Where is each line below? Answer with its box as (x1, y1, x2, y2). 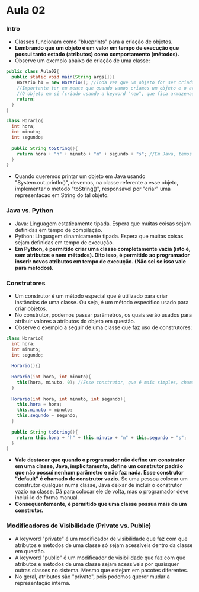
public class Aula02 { (6, 69, 60, 75)
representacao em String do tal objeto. (14, 192, 110, 199)
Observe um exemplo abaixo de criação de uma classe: (14, 57, 150, 64)
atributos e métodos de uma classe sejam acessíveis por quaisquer (14, 560, 179, 567)
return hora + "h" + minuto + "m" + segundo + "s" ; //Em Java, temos (17, 151, 192, 157)
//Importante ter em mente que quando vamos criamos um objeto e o (17, 85, 187, 91)
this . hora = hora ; (17, 402, 62, 408)
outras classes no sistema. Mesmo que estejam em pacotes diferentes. (14, 566, 188, 574)
